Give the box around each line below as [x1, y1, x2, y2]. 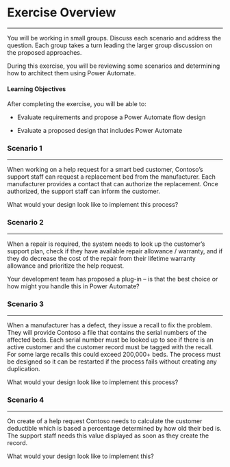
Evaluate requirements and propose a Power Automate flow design [16, 113, 206, 121]
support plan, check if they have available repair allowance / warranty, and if [7, 247, 223, 255]
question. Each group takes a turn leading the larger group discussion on [7, 41, 213, 49]
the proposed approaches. [7, 48, 82, 56]
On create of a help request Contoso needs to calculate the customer [7, 417, 203, 425]
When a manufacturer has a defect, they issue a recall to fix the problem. [7, 321, 213, 329]
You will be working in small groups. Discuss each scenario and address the [7, 34, 221, 42]
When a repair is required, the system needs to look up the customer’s [7, 240, 205, 248]
